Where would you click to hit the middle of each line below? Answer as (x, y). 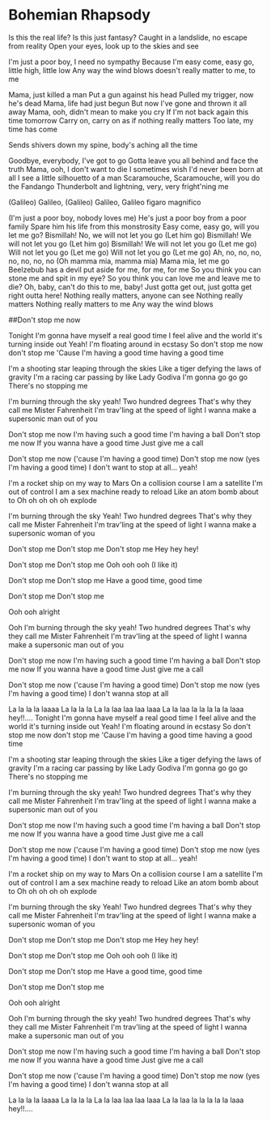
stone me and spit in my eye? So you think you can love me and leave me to (135, 278)
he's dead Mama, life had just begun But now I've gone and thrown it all (127, 103)
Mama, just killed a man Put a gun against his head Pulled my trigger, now (131, 94)
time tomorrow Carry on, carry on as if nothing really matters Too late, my (131, 120)
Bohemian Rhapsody (80, 15)
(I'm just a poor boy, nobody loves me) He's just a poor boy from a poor (127, 217)
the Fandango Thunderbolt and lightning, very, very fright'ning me (119, 186)
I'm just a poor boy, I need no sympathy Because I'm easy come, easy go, (131, 62)
